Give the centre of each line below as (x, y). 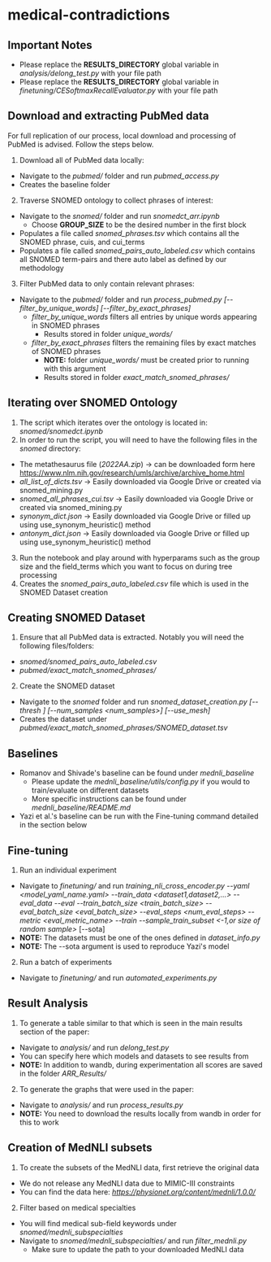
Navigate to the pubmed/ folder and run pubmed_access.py (119, 176)
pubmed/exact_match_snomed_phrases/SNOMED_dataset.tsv (123, 728)
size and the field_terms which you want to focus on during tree (126, 566)
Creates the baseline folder (65, 184)
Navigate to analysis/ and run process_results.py (101, 1105)
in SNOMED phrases (66, 325)
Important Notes (50, 45)
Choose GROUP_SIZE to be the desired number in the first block (139, 225)
